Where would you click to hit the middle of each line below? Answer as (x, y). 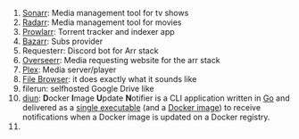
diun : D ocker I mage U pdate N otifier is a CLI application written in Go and (156, 98)
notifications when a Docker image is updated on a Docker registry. (146, 117)
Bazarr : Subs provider (62, 41)
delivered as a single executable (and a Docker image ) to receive (141, 107)
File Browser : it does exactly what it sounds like (109, 79)
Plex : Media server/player (69, 69)
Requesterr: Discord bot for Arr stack (90, 51)
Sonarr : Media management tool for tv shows (105, 13)
